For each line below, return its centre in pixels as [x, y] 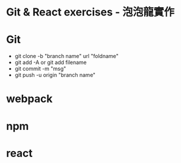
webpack [29, 99]
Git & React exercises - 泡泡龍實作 [90, 12]
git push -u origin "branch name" [55, 75]
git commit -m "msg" [40, 69]
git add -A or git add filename [51, 62]
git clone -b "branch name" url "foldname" [66, 56]
